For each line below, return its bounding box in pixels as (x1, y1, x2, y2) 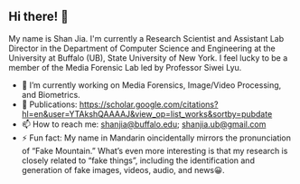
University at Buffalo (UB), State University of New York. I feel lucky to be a (8, 52, 288, 63)
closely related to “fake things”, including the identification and (21, 155, 255, 166)
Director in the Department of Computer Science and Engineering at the (8, 43, 277, 53)
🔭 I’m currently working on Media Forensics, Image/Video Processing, (21, 79, 282, 91)
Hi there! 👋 (8, 9, 70, 24)
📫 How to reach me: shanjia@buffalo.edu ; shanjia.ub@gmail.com (21, 119, 267, 130)
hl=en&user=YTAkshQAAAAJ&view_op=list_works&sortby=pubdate (21, 108, 273, 119)
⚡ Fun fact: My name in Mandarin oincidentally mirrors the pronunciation (21, 132, 291, 143)
